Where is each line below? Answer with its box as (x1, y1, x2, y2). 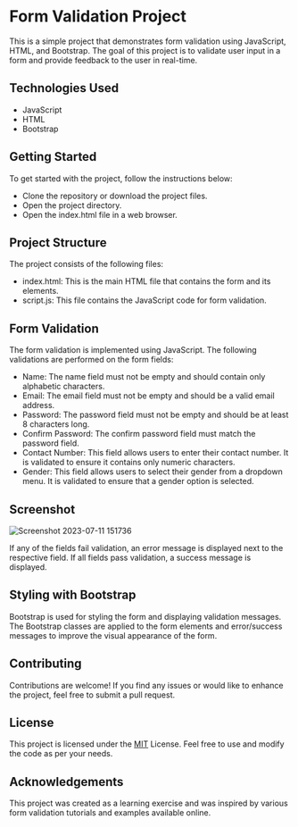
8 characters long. (21, 419, 90, 430)
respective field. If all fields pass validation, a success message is (9, 552, 252, 563)
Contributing (9, 656, 82, 672)
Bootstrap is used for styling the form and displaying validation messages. (9, 611, 282, 622)
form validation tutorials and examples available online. (9, 807, 211, 818)
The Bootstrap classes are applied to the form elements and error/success (9, 621, 283, 631)
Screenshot (9, 502, 76, 517)
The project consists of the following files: (9, 259, 163, 270)
